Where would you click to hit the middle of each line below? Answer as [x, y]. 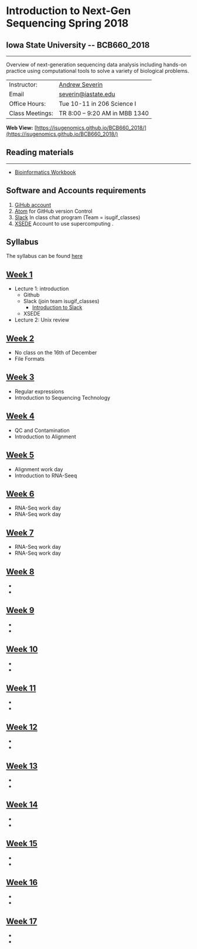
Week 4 [21, 416]
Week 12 [22, 727]
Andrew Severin [81, 85]
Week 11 [21, 688]
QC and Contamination [42, 430]
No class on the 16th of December [56, 353]
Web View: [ [21, 128]
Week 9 [20, 610]
